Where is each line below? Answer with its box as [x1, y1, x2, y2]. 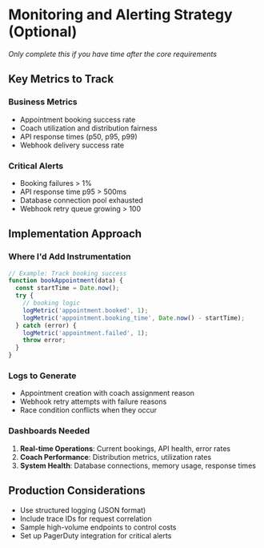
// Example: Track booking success [8, 269, 127, 277]
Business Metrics [8, 96, 78, 107]
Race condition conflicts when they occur [19, 405, 158, 415]
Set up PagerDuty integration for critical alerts [19, 530, 172, 540]
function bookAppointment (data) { [8, 276, 124, 285]
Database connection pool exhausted [19, 195, 144, 205]
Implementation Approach [8, 227, 142, 241]
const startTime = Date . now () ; [15, 284, 120, 292]
